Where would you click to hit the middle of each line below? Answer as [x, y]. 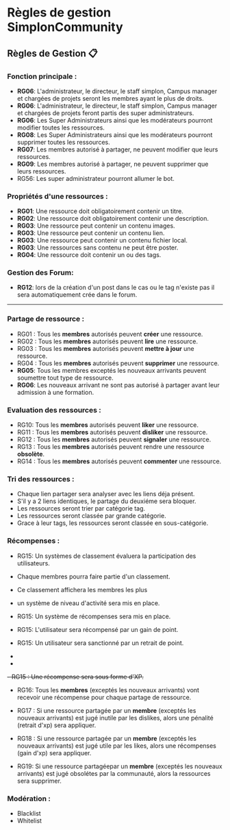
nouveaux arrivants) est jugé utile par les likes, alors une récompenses [117, 746]
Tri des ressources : [41, 479]
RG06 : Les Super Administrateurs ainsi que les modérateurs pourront [115, 120]
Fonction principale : [42, 76]
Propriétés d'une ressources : [57, 196]
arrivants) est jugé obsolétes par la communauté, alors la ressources [114, 773]
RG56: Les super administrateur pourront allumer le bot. [95, 178]
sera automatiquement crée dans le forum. [77, 295]
